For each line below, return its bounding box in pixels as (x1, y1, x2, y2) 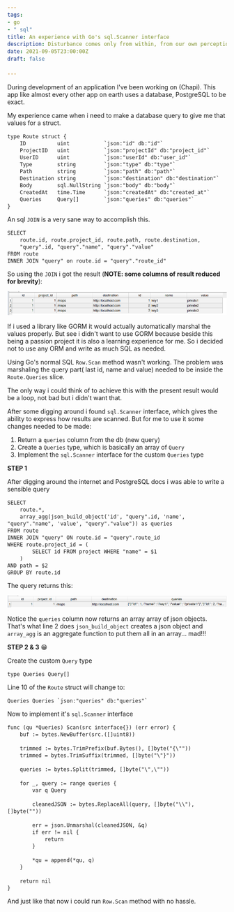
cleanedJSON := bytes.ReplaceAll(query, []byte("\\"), (32, 801, 195, 808)
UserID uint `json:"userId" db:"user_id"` (19, 154, 192, 161)
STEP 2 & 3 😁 (7, 643, 47, 652)
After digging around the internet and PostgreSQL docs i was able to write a (7, 477, 225, 485)
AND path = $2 (7, 562, 49, 569)
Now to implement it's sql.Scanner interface (7, 709, 134, 719)
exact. (7, 98, 25, 106)
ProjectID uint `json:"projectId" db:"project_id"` (19, 147, 210, 154)
